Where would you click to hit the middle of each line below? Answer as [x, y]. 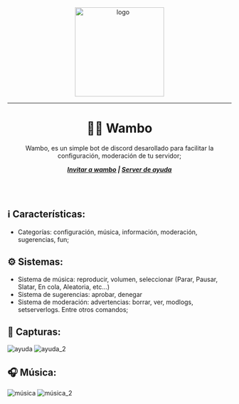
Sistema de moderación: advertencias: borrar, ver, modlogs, [105, 302]
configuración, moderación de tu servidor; [119, 156]
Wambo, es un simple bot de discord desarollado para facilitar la [119, 148]
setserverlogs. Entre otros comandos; [73, 309]
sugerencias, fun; [43, 239]
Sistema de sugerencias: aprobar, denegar [80, 294]
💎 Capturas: [34, 332]
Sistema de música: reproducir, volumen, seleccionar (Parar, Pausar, [118, 279]
